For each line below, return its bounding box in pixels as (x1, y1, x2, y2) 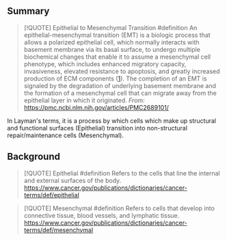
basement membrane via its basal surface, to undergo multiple (23, 45, 200, 53)
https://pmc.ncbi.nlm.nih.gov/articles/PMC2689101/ (23, 103, 170, 111)
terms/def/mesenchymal (23, 225, 94, 234)
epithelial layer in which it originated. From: (23, 96, 145, 104)
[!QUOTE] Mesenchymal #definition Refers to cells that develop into (23, 204, 215, 212)
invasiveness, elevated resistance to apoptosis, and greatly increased (23, 67, 220, 75)
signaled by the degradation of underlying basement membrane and (23, 81, 217, 89)
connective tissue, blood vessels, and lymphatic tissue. (23, 211, 180, 219)
